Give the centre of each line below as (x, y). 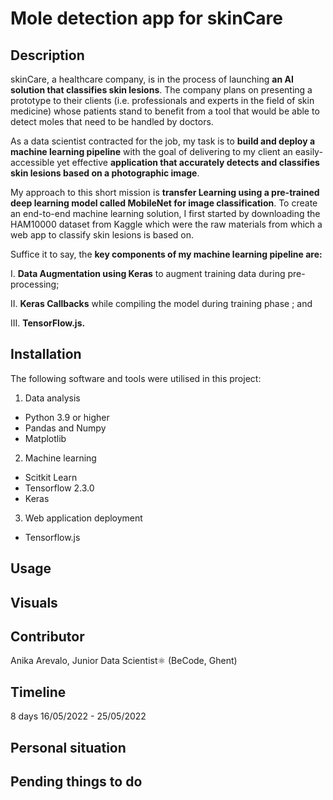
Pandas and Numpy (65, 428)
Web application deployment (83, 518)
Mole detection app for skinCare (146, 18)
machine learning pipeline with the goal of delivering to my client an (151, 151)
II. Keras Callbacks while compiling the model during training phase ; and (161, 303)
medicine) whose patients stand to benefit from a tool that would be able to (165, 111)
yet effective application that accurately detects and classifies (188, 162)
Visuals (34, 602)
